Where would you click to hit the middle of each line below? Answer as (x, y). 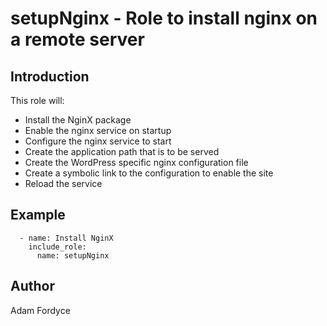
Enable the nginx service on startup (98, 130)
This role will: (37, 100)
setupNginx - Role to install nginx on (164, 18)
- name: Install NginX (66, 238)
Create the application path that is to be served (122, 151)
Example (38, 215)
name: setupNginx (73, 255)
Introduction (50, 76)
